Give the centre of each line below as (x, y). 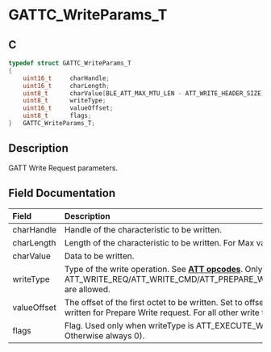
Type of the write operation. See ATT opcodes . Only (163, 269)
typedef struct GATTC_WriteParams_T (70, 63)
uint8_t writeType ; (65, 101)
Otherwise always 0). (104, 335)
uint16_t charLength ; (67, 86)
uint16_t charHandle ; (67, 78)
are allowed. (87, 289)
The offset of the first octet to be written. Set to (153, 302)
